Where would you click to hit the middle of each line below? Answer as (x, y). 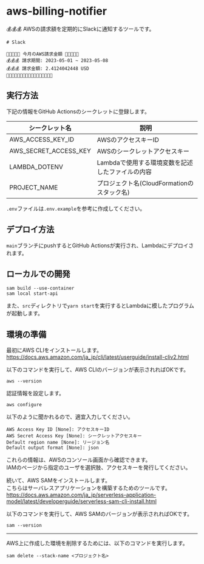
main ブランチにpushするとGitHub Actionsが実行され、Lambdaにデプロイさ (100, 245)
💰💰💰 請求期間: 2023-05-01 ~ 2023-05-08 (57, 60)
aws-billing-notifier (57, 11)
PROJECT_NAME (34, 187)
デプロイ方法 (30, 230)
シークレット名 (50, 128)
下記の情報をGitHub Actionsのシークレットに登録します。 (78, 111)
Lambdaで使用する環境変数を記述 (145, 163)
